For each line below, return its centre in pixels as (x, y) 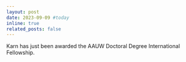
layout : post (23, 12)
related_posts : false (34, 29)
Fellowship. (20, 53)
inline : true (23, 23)
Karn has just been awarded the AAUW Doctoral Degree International (93, 46)
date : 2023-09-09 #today (38, 18)
